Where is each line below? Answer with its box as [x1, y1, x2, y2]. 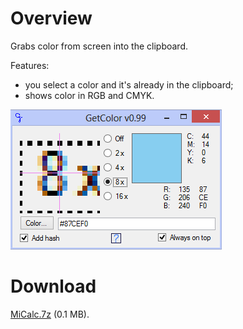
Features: [10, 59, 50, 71]
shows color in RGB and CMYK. [24, 89, 155, 101]
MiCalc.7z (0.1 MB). [10, 308, 90, 320]
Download [10, 275, 97, 298]
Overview [10, 7, 93, 30]
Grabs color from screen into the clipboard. [10, 40, 188, 52]
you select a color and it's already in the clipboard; [24, 78, 234, 91]
